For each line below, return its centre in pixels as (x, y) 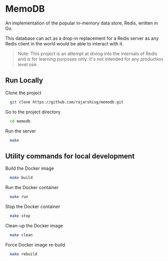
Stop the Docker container (33, 206)
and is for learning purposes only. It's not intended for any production (90, 59)
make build (21, 178)
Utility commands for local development (70, 156)
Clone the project (23, 93)
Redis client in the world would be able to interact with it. (64, 43)
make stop (20, 216)
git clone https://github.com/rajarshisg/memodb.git (67, 102)
